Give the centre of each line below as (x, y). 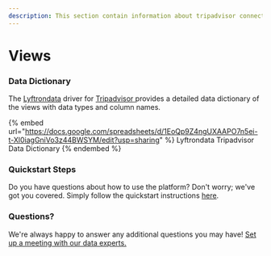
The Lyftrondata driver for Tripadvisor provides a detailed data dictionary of (134, 99)
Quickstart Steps (42, 170)
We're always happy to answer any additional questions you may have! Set (132, 234)
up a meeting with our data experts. (67, 242)
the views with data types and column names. (85, 107)
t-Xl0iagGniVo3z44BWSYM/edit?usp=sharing (84, 140)
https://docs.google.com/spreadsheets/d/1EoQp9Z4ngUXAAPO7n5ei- (141, 132)
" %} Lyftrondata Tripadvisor (207, 140)
